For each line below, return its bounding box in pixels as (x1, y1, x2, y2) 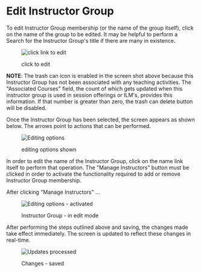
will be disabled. (6, 104, 47, 111)
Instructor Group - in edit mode (21, 211, 99, 219)
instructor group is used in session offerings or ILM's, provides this (6, 91, 173, 98)
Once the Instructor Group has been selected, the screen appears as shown (6, 116, 195, 123)
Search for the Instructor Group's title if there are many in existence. (6, 37, 176, 44)
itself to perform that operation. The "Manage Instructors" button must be (6, 164, 190, 171)
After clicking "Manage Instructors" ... (6, 188, 101, 196)
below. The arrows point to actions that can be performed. (6, 122, 152, 129)
